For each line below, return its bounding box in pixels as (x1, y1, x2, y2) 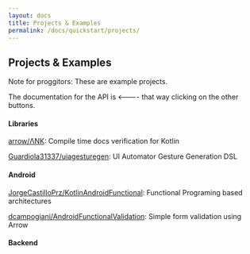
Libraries (8, 118, 38, 128)
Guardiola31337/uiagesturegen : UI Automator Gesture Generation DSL (8, 152, 238, 161)
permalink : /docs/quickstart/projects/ (8, 26, 140, 34)
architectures (8, 196, 52, 206)
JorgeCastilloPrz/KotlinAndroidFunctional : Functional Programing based (8, 187, 244, 197)
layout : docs (8, 11, 52, 20)
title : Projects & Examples (8, 19, 102, 27)
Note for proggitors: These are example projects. (8, 77, 168, 87)
